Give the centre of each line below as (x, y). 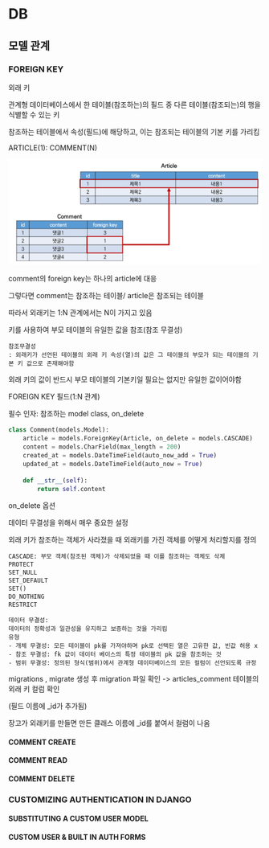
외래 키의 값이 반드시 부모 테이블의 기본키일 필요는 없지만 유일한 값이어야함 (125, 379)
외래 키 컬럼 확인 (34, 689)
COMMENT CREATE (42, 742)
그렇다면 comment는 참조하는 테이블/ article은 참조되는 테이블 (106, 296)
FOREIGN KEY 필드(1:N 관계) (54, 397)
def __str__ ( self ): (55, 481)
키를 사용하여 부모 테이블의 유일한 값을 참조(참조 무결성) (96, 330)
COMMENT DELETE (41, 778)
